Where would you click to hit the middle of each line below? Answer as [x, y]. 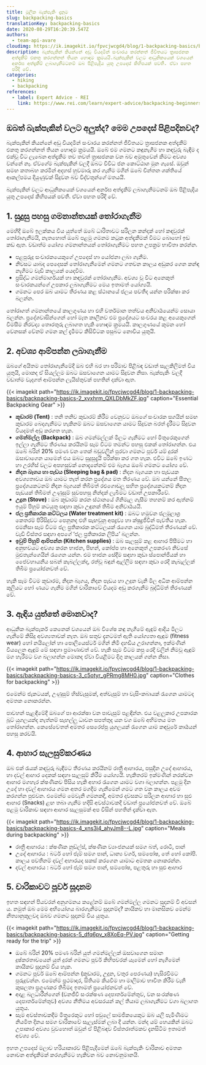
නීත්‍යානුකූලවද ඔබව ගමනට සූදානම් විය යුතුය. [58, 915]
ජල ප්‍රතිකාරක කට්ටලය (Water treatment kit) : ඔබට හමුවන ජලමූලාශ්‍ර [98, 513]
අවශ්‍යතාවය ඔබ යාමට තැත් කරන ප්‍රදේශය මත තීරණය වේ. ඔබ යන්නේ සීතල [103, 479]
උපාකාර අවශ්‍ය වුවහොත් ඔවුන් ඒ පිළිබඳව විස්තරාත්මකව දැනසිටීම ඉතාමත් [100, 1028]
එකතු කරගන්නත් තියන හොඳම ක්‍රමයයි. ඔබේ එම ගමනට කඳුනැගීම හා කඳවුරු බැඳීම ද [103, 150]
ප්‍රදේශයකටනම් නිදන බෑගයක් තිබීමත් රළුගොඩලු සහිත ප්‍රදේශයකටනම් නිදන [101, 486]
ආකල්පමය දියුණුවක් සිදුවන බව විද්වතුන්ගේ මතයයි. [66, 177]
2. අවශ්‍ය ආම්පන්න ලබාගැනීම [57, 351]
